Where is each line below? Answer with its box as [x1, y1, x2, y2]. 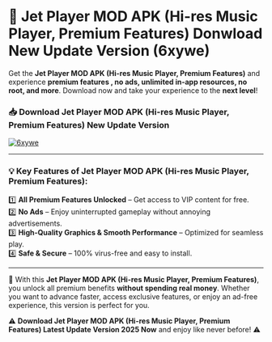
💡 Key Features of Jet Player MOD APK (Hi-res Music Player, [8, 166, 249, 177]
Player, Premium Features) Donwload [8, 24, 263, 43]
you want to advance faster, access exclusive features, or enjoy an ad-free [8, 291, 258, 302]
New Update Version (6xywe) [8, 42, 210, 60]
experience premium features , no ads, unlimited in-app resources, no [8, 77, 248, 87]
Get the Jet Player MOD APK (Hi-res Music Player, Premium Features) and [8, 68, 261, 78]
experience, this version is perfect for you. [8, 300, 150, 310]
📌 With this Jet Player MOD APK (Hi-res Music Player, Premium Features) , [8, 274, 259, 284]
